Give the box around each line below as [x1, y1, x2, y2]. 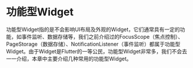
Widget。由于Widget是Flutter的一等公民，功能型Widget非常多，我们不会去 [6, 47, 187, 55]
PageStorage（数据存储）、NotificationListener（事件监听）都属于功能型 [6, 40, 181, 47]
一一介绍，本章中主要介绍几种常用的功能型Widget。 [6, 55, 132, 62]
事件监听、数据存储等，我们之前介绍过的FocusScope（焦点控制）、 [21, 33, 184, 40]
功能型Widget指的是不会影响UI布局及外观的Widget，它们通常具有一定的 [6, 26, 181, 33]
